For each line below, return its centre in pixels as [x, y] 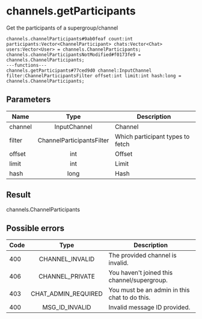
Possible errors [35, 228]
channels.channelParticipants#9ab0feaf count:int [70, 39]
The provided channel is [142, 256]
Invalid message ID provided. [149, 308]
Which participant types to [152, 136]
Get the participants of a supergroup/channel [62, 28]
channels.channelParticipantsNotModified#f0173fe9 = [74, 55]
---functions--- [26, 65]
